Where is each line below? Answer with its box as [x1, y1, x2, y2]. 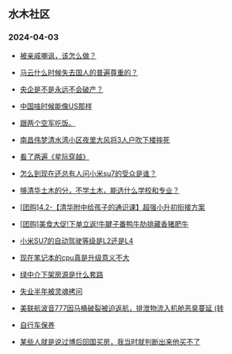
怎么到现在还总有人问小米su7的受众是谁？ [19, 169, 157, 178]
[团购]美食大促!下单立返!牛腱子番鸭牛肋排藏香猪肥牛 [19, 219, 189, 228]
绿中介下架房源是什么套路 [19, 269, 104, 279]
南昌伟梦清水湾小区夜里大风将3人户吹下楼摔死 [19, 135, 170, 144]
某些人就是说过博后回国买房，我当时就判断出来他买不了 [19, 337, 200, 346]
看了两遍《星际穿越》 [19, 151, 89, 161]
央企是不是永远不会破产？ [19, 84, 104, 93]
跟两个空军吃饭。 [19, 118, 76, 128]
